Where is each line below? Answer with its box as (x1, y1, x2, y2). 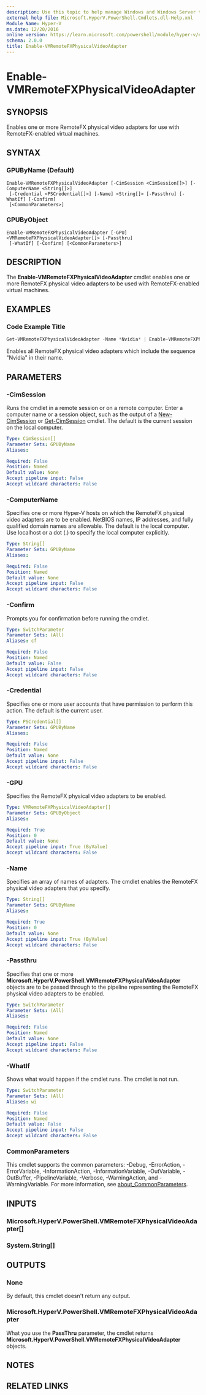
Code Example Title (6, 322, 66, 331)
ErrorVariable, (6, 1167, 42, 1175)
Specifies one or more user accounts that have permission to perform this (6, 700, 193, 708)
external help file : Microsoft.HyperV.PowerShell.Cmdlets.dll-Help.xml (6, 15, 193, 21)
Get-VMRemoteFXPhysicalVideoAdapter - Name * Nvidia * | (6, 336, 147, 342)
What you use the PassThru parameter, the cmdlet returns (6, 1329, 154, 1337)
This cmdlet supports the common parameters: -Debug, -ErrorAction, (6, 1161, 182, 1169)
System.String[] (6, 1241, 55, 1250)
